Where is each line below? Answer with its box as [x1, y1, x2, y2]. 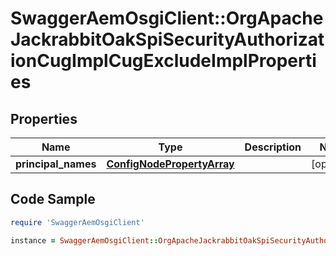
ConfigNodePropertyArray [106, 157, 235, 171]
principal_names [15, 157, 97, 171]
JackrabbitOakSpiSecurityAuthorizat [10, 28, 325, 51]
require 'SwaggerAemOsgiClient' [10, 217, 145, 227]
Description [244, 140, 302, 154]
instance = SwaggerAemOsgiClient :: [10, 235, 159, 246]
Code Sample [10, 191, 96, 208]
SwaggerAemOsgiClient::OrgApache [10, 7, 324, 30]
